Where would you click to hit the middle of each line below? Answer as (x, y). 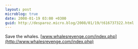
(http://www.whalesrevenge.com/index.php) (49, 42)
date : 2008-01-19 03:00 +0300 (36, 18)
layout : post (18, 9)
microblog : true (21, 14)
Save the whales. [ (24, 37)
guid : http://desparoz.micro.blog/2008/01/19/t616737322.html (69, 23)
